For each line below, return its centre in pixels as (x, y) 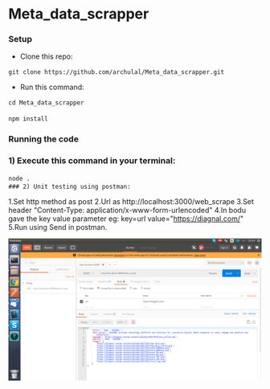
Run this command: (52, 87)
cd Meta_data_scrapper (46, 103)
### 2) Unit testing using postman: (70, 186)
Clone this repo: (46, 56)
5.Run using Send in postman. (58, 227)
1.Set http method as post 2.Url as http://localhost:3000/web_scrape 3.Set (131, 201)
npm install (28, 119)
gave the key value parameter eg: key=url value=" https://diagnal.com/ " (126, 219)
